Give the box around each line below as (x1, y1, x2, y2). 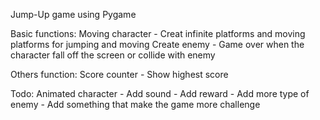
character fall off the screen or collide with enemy (10, 49, 216, 61)
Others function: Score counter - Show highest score (10, 69, 229, 80)
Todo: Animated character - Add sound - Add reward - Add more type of (10, 88, 310, 99)
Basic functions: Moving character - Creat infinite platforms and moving (10, 28, 306, 39)
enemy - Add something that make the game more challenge (10, 99, 261, 110)
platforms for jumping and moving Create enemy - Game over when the (10, 39, 305, 50)
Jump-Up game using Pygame (10, 9, 137, 20)
